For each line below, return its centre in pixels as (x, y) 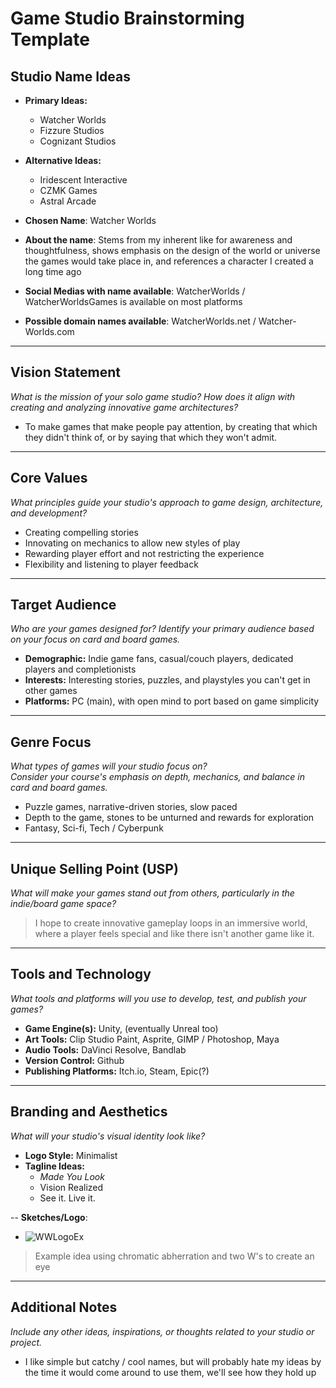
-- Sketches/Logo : (49, 1217)
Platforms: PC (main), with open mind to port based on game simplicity (172, 701)
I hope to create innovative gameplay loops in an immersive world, (171, 923)
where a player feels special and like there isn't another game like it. (174, 934)
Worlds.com (49, 331)
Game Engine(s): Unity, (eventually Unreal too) (121, 1028)
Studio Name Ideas (70, 76)
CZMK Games (68, 190)
